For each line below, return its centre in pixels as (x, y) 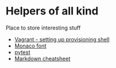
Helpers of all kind (52, 11)
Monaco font (30, 46)
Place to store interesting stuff (43, 28)
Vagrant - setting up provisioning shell (62, 39)
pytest (22, 52)
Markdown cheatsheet (42, 58)
